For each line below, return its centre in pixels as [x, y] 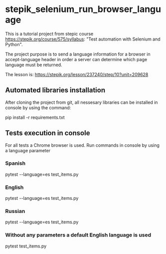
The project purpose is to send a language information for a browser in [78, 54]
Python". [14, 44]
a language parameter [28, 150]
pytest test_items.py [26, 246]
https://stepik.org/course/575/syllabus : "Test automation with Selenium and [83, 39]
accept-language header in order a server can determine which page [76, 59]
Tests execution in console [48, 133]
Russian [15, 211]
